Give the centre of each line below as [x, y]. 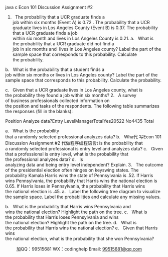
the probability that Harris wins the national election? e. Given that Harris [81, 228]
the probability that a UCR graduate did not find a [63, 44]
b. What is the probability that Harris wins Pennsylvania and [68, 206]
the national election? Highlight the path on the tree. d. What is [71, 223]
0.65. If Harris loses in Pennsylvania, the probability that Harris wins [75, 186]
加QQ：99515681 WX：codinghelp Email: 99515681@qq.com [79, 249]
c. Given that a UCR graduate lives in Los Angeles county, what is [74, 90]
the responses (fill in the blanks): [39, 111]
